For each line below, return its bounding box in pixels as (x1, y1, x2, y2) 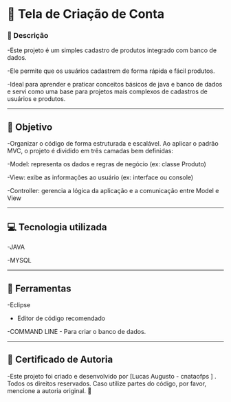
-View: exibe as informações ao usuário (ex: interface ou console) (7, 173, 194, 181)
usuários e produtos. (7, 95, 66, 103)
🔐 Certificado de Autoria (7, 354, 113, 366)
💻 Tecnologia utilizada (7, 221, 107, 233)
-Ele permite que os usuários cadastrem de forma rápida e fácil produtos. (7, 67, 215, 75)
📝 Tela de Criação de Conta (7, 6, 165, 22)
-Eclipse (7, 300, 31, 309)
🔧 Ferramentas (7, 282, 71, 294)
